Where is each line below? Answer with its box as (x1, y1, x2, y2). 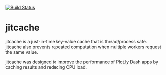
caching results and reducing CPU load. (5, 64, 87, 70)
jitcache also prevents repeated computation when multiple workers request (5, 44, 162, 50)
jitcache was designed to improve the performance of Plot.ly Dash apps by (5, 59, 158, 65)
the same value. (5, 49, 39, 55)
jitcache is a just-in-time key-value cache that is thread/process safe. (5, 38, 147, 44)
